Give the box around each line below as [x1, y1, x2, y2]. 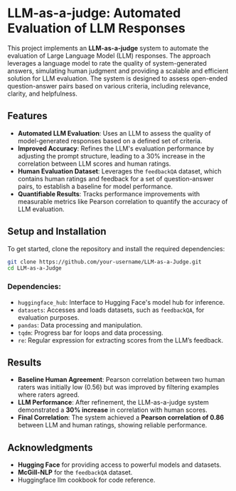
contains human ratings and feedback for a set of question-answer [17, 174, 215, 183]
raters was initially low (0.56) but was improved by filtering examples [17, 383, 219, 392]
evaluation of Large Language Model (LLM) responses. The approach [7, 51, 211, 60]
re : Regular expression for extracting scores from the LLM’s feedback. [17, 335, 224, 344]
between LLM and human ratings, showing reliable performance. [17, 421, 208, 430]
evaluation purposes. [17, 313, 80, 322]
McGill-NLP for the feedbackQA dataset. [17, 468, 133, 477]
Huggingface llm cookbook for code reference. [17, 476, 156, 485]
